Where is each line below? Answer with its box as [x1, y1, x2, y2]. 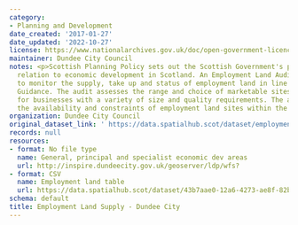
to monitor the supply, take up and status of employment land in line [17, 79, 288, 88]
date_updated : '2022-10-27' [9, 37, 114, 47]
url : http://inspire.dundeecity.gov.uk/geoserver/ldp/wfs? [17, 161, 240, 170]
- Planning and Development [9, 21, 114, 30]
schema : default [9, 194, 69, 204]
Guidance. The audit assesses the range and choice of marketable [17, 87, 268, 96]
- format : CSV [9, 169, 62, 178]
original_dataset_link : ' [9, 120, 105, 129]
